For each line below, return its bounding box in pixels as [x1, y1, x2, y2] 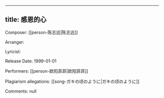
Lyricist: [5, 48, 21, 54]
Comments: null [5, 88, 37, 94]
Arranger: [5, 39, 24, 45]
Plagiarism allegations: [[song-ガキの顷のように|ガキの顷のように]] [5, 78, 140, 84]
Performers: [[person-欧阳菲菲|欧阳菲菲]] [5, 68, 88, 74]
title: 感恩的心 [5, 16, 47, 24]
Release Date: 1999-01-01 [5, 58, 57, 64]
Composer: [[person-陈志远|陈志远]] [5, 29, 78, 35]
